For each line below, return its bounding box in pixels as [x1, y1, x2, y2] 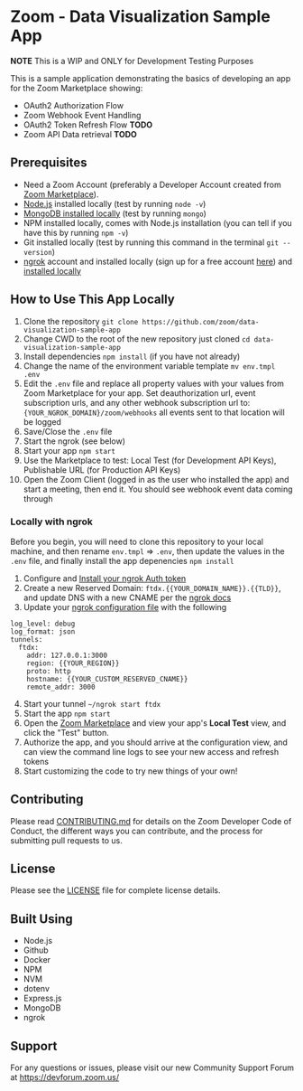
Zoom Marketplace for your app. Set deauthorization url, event [23, 387, 256, 399]
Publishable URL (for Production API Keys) [23, 464, 181, 475]
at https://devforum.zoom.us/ [10, 1072, 120, 1083]
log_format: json [10, 626, 76, 636]
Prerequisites [10, 155, 87, 171]
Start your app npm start [23, 445, 116, 456]
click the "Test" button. [23, 727, 109, 738]
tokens [23, 756, 49, 767]
